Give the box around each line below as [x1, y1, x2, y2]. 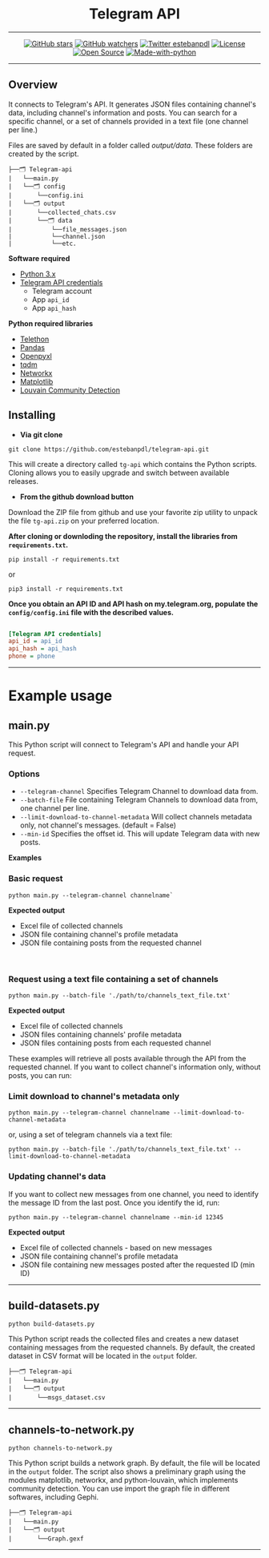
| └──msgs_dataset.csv [8, 1394, 106, 1402]
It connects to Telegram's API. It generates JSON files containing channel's [8, 99, 256, 109]
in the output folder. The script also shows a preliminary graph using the [8, 1467, 247, 1476]
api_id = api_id [8, 638, 62, 646]
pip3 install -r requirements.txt [8, 585, 124, 593]
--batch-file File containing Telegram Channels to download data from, [19, 795, 259, 805]
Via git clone [19, 429, 63, 439]
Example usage [8, 686, 113, 705]
